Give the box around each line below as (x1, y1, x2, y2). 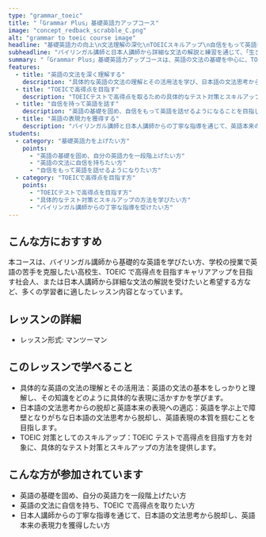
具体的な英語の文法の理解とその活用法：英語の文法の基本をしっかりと (19, 382, 249, 393)
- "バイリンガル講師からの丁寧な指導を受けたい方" (28, 203, 174, 211)
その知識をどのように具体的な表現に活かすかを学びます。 (40, 393, 228, 402)
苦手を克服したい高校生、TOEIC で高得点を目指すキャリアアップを (21, 267, 239, 277)
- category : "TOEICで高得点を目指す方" (15, 174, 136, 182)
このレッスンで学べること (8, 360, 133, 374)
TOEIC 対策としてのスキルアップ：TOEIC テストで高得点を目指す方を (19, 432, 245, 442)
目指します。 (19, 422, 62, 432)
